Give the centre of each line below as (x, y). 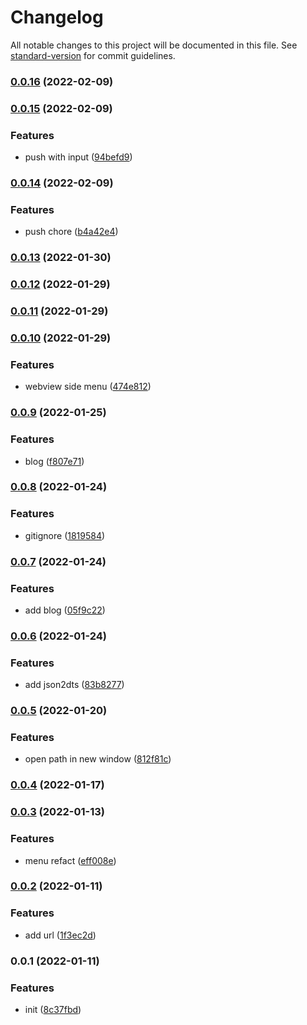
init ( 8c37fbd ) (53, 1009)
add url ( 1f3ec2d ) (60, 935)
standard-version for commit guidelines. (93, 55)
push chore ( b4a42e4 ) (71, 232)
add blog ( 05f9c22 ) (65, 610)
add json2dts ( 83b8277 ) (74, 685)
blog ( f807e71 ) (54, 461)
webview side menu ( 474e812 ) (88, 387)
